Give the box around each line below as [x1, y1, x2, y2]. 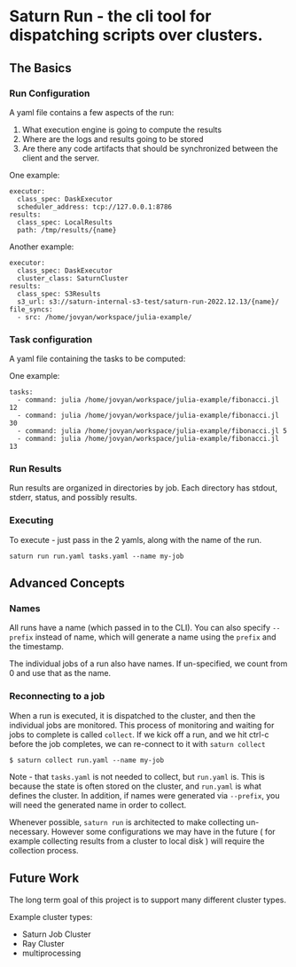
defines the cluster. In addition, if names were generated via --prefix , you [9, 790, 280, 800]
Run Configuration [9, 87, 90, 99]
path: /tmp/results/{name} [17, 225, 117, 234]
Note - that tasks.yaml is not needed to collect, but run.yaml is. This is [9, 771, 266, 782]
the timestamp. [9, 641, 65, 652]
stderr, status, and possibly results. [9, 492, 137, 503]
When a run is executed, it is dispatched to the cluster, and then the [9, 710, 256, 720]
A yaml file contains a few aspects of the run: [9, 106, 175, 117]
